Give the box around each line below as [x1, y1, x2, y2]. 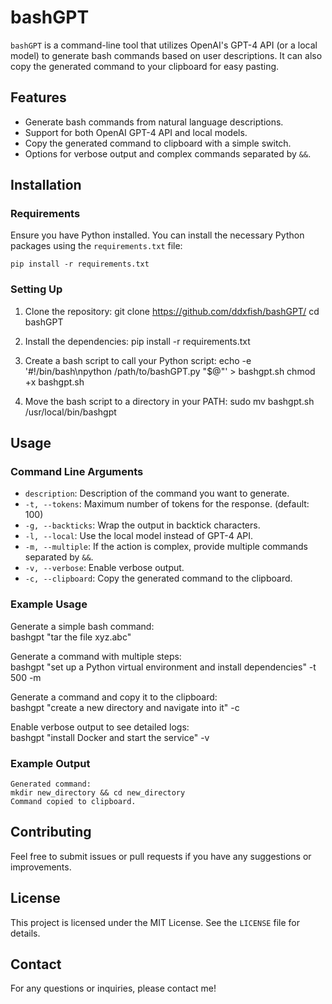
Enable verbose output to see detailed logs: [10, 721, 190, 733]
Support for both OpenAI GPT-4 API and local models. [24, 126, 248, 138]
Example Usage [10, 597, 88, 611]
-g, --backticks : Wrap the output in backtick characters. [24, 519, 261, 531]
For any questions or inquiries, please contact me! [10, 982, 217, 995]
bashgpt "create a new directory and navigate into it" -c [10, 701, 240, 713]
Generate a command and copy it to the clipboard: [10, 691, 218, 703]
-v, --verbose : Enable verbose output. [24, 562, 185, 574]
